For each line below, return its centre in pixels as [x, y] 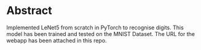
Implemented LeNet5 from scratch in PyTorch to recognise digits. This [95, 27]
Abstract [29, 11]
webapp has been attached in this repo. [57, 40]
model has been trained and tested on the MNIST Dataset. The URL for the [101, 34]
